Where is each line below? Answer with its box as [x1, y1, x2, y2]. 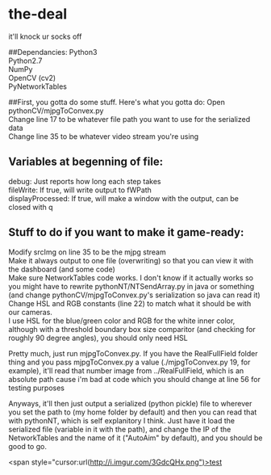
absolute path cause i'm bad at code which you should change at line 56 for [8, 374, 261, 384]
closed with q [8, 202, 54, 212]
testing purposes [8, 383, 65, 393]
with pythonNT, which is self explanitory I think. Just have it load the [8, 415, 236, 425]
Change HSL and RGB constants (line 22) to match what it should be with [8, 298, 252, 308]
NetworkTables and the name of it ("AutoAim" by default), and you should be [8, 433, 264, 443]
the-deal [8, 5, 67, 23]
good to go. [8, 441, 47, 451]
